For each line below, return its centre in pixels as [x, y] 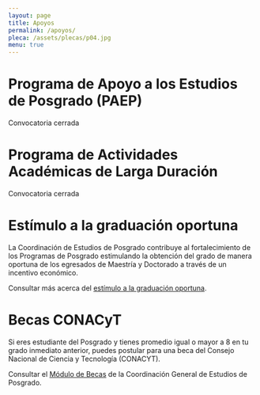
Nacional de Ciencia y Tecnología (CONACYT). [84, 359]
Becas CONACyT [65, 320]
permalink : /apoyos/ [42, 30]
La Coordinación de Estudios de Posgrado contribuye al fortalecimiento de [130, 247]
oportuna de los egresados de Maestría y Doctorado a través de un [117, 264]
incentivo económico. [43, 272]
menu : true [26, 45]
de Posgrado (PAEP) [75, 101]
